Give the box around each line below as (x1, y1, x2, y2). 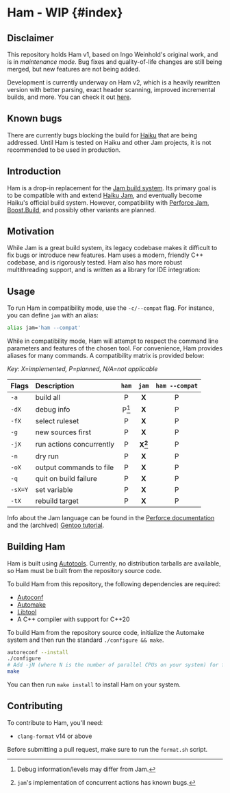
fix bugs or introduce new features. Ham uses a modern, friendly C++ (7, 251, 204, 259)
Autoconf (16, 593, 44, 601)
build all (35, 393, 60, 403)
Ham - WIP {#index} (7, 5, 123, 21)
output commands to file (35, 462, 114, 472)
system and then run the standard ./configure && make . (7, 636, 164, 644)
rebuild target (35, 496, 79, 506)
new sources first (35, 427, 91, 437)
